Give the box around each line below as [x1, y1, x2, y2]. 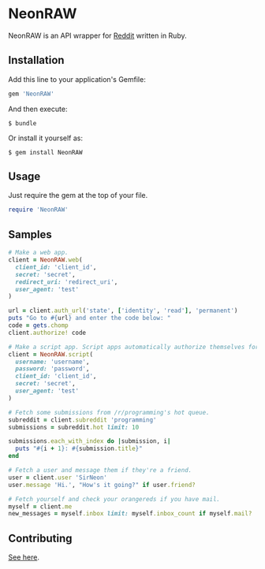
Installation [8, 54, 65, 67]
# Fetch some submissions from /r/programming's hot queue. [8, 408, 211, 416]
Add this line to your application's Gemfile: [8, 74, 146, 84]
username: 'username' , [15, 358, 90, 366]
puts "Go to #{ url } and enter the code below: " [8, 314, 171, 322]
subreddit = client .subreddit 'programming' [8, 415, 157, 424]
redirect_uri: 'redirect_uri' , [15, 277, 118, 286]
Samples [8, 228, 53, 241]
